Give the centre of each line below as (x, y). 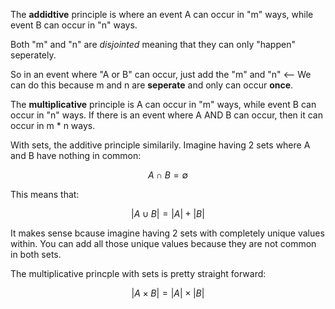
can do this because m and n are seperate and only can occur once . (152, 85)
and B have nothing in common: (76, 155)
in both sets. (36, 254)
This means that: (45, 194)
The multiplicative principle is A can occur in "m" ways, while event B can (163, 104)
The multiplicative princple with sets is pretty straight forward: (138, 273)
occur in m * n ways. (53, 125)
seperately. (33, 55)
